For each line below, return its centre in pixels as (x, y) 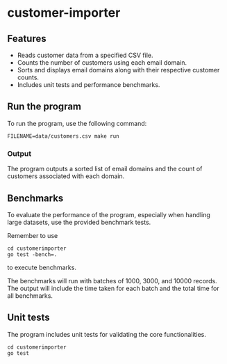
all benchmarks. (30, 295)
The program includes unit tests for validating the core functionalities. (107, 334)
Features (27, 39)
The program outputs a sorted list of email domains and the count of (105, 169)
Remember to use (33, 235)
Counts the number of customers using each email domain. (102, 63)
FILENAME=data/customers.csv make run (63, 136)
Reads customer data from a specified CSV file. (85, 55)
